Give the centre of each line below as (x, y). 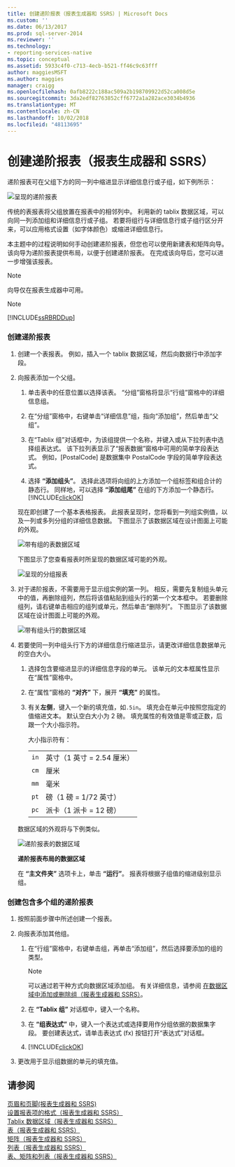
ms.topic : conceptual (39, 60)
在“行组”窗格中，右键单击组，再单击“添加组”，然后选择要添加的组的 (125, 948)
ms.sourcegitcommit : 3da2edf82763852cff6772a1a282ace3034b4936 (101, 99)
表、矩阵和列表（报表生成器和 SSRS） (62, 1156)
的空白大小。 (36, 654)
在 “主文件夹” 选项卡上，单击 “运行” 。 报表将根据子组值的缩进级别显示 (119, 873)
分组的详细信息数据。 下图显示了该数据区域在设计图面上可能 (141, 520)
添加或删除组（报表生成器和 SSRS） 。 (93, 995)
